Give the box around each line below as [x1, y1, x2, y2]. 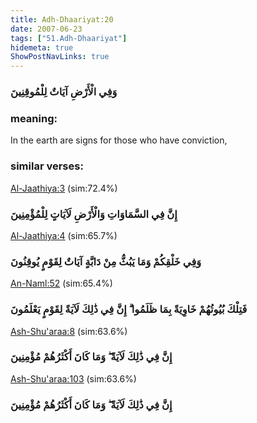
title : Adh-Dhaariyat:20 [10, 14, 114, 25]
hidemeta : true [10, 42, 74, 53]
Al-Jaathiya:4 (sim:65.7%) [10, 229, 118, 241]
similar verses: [10, 159, 84, 173]
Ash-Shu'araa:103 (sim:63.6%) [10, 372, 137, 385]
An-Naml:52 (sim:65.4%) [10, 277, 113, 290]
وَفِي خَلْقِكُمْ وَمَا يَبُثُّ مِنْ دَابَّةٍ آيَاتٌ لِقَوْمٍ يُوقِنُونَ [10, 254, 202, 268]
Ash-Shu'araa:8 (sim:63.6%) [10, 325, 128, 337]
